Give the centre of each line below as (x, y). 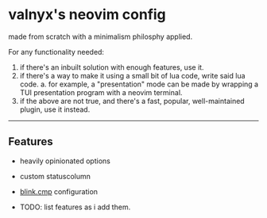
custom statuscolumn (55, 176)
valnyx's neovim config (87, 15)
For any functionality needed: (56, 52)
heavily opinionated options (65, 161)
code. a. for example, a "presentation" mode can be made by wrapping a (139, 84)
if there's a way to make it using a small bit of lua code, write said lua (132, 75)
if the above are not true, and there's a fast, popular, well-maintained (132, 101)
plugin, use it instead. (55, 109)
